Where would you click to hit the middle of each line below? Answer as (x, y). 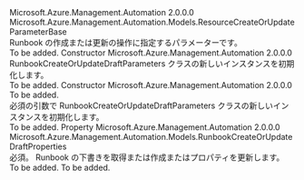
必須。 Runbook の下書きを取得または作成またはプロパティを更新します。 (147, 157)
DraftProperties (38, 146)
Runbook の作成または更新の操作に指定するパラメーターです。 (126, 42)
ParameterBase (39, 32)
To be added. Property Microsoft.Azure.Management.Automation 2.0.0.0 (145, 127)
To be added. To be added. (60, 167)
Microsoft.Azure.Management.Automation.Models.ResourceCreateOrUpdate (152, 22)
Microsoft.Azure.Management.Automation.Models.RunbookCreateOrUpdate (151, 137)
